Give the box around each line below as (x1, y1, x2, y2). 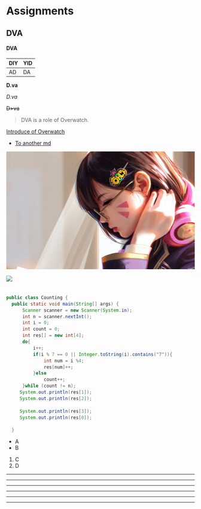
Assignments (6, 4, 74, 18)
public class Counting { (6, 294, 68, 300)
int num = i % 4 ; (44, 358, 84, 364)
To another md (14, 139, 51, 147)
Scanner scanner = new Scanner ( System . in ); (22, 307, 133, 313)
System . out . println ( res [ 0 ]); (19, 414, 93, 420)
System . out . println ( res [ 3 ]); (19, 408, 93, 414)
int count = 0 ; (22, 326, 60, 333)
